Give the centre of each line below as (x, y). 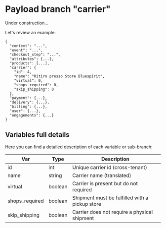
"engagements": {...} (32, 115)
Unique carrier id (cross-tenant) (110, 167)
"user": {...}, (25, 111)
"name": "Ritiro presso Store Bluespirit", (60, 76)
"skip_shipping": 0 (34, 89)
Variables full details (37, 135)
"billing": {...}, (29, 107)
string (55, 175)
